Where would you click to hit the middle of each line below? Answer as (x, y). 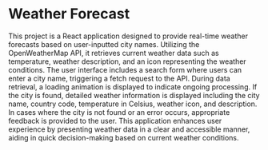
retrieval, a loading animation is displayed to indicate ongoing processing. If (133, 87)
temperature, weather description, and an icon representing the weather (127, 61)
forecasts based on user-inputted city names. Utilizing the (104, 44)
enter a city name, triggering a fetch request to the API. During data (119, 78)
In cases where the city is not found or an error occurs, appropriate (119, 112)
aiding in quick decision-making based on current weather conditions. (124, 137)
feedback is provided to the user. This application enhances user (115, 120)
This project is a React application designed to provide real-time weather (128, 36)
